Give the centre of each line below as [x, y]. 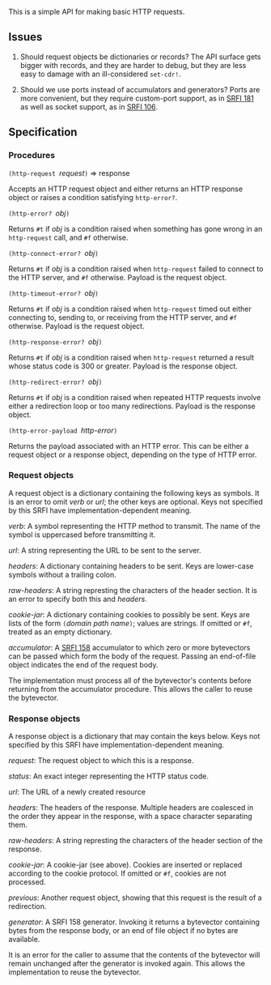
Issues [25, 37]
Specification [43, 132]
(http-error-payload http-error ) [63, 430]
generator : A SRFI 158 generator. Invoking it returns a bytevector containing [134, 922]
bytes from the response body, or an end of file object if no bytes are [123, 931]
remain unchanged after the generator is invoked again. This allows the [127, 964]
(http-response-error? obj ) [55, 341]
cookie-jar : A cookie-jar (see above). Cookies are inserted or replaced [125, 865]
